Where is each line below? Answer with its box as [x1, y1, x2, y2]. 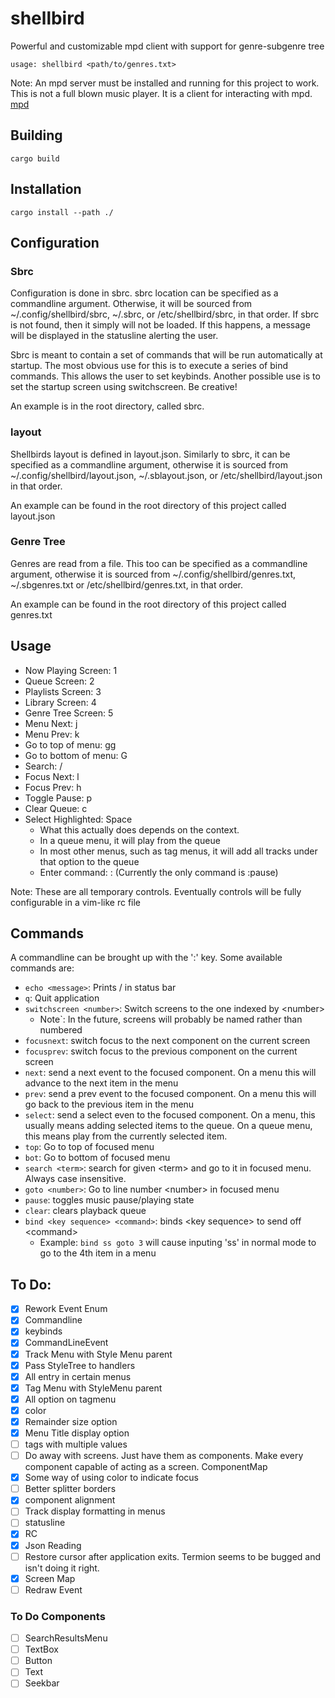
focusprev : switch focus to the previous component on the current [24, 1045, 298, 1057]
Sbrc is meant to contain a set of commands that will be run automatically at [10, 349, 323, 361]
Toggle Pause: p [24, 792, 92, 804]
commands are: [10, 962, 75, 974]
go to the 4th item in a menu [39, 1247, 157, 1259]
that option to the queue [39, 855, 140, 867]
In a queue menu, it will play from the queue [39, 834, 221, 846]
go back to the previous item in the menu [24, 1098, 195, 1111]
